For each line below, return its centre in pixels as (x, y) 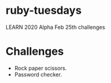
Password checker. (38, 74)
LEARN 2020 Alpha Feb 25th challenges (55, 27)
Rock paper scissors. (40, 68)
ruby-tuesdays (44, 11)
